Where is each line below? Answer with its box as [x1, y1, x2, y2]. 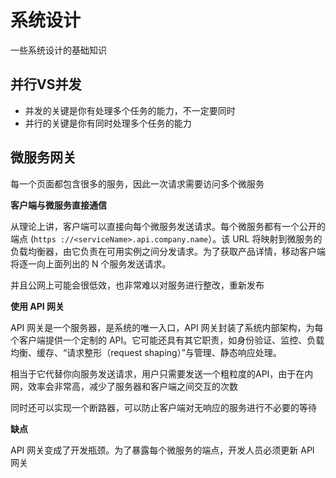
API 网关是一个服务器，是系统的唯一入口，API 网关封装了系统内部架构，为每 [10, 321, 324, 333]
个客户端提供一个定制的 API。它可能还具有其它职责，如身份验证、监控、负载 [10, 334, 325, 346]
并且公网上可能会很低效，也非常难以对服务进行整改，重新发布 [10, 279, 265, 291]
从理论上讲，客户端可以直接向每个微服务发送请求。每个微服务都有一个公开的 [10, 220, 326, 232]
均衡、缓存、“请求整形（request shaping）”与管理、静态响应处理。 [10, 346, 282, 358]
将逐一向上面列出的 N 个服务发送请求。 [10, 257, 172, 270]
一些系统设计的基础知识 [10, 44, 107, 56]
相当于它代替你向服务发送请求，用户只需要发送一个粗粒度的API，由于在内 [10, 367, 314, 380]
